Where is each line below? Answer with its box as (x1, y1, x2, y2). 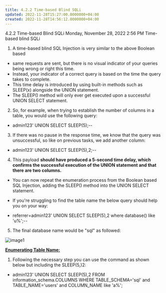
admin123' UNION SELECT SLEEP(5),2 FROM (12, 271, 105, 278)
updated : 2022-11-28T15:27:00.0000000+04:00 (5, 12, 99, 17)
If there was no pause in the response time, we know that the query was (12, 132, 161, 138)
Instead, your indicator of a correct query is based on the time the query (12, 71, 161, 77)
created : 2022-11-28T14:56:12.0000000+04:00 (5, 17, 99, 22)
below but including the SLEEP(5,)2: (12, 262, 86, 268)
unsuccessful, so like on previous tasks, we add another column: (12, 137, 146, 143)
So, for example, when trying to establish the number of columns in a (12, 107, 155, 113)
